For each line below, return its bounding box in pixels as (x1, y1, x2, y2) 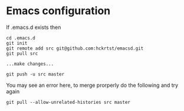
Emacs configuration (6, 4, 111, 18)
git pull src (6, 50, 38, 57)
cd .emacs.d (6, 35, 35, 41)
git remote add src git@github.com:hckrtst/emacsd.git (6, 45, 144, 51)
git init (6, 40, 28, 46)
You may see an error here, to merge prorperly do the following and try (6, 81, 179, 89)
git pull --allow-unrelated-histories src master (6, 99, 131, 105)
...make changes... (6, 61, 54, 67)
